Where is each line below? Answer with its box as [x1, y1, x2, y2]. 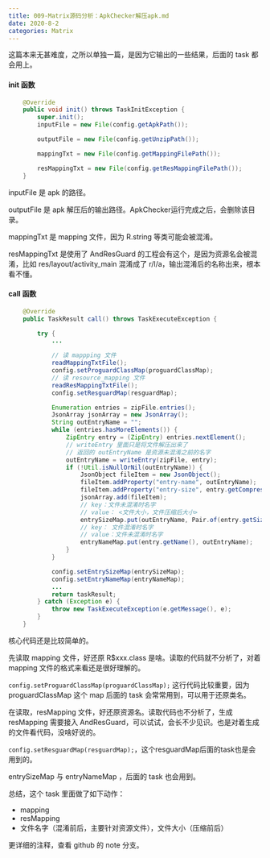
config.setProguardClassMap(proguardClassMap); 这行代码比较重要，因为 [8, 680, 251, 690]
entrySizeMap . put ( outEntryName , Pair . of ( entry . [80, 516, 243, 524]
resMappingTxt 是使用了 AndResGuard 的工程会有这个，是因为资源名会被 [8, 249, 251, 259]
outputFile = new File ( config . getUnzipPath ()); [37, 135, 199, 143]
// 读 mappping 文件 [51, 351, 117, 359]
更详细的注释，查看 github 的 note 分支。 [8, 839, 144, 850]
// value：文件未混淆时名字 [80, 531, 163, 539]
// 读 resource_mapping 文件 [51, 374, 145, 382]
